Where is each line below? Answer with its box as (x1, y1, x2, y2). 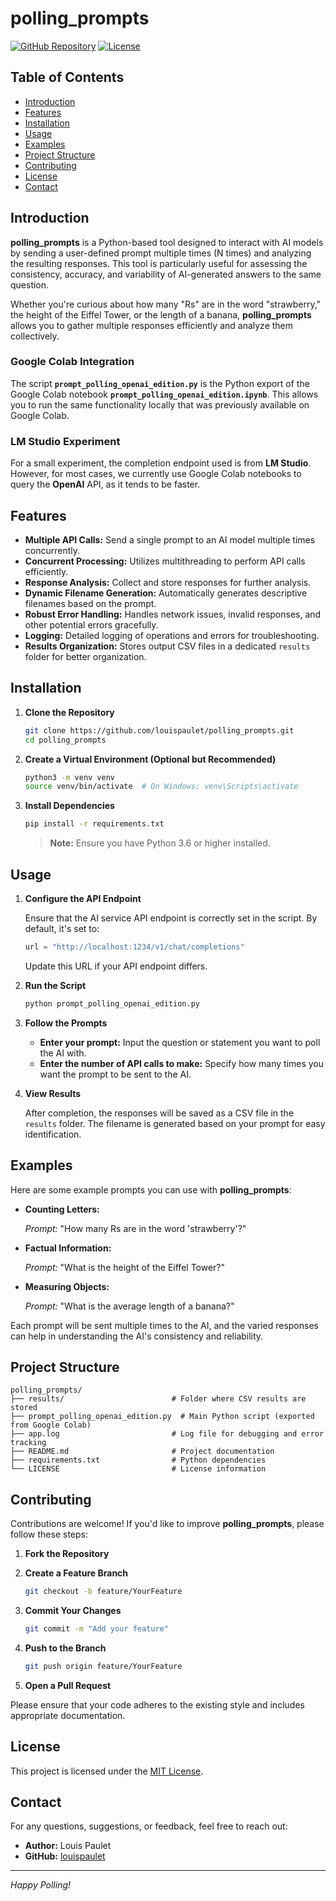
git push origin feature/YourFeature (24, 1661, 183, 1671)
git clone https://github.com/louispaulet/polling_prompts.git (24, 725, 295, 736)
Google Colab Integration (10, 355, 135, 369)
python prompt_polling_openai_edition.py (24, 998, 200, 1009)
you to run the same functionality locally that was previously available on (10, 398, 310, 411)
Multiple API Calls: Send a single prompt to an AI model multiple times (24, 533, 316, 546)
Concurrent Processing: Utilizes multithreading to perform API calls (24, 555, 306, 567)
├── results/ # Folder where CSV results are (10, 1394, 307, 1404)
